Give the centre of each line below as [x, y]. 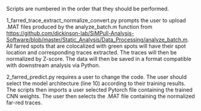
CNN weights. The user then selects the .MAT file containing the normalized [101, 96]
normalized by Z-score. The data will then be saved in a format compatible [99, 59]
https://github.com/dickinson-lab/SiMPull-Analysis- [70, 33]
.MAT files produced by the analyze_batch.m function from [79, 27]
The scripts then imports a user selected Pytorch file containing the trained [100, 90]
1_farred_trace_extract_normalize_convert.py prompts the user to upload [96, 20]
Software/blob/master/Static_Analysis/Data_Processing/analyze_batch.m [97, 40]
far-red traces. [24, 103]
